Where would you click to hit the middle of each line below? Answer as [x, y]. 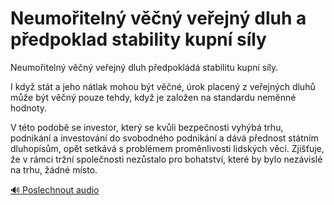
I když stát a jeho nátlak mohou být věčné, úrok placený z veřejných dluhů [163, 86]
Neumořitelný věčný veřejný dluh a [158, 18]
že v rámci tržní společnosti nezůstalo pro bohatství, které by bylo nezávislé [166, 159]
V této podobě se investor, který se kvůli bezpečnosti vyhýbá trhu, [147, 127]
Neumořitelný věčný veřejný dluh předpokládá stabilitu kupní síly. [144, 67]
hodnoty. [29, 108]
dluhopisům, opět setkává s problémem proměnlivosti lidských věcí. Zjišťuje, [167, 148]
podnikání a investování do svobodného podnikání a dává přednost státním [164, 138]
